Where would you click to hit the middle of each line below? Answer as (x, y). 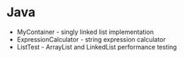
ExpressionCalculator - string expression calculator (91, 39)
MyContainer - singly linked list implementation (85, 32)
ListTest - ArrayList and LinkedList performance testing (97, 47)
